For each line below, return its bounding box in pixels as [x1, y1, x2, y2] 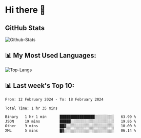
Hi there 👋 [5, 4, 45, 16]
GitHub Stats [5, 24, 45, 32]
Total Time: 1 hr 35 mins [5, 106, 58, 111]
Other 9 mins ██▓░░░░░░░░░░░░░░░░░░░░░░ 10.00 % [5, 124, 137, 129]
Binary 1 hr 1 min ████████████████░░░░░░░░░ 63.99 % [5, 115, 137, 119]
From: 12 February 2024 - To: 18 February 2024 [5, 97, 104, 102]
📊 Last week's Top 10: [5, 81, 75, 90]
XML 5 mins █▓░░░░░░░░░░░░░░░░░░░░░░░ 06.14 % [5, 128, 137, 133]
